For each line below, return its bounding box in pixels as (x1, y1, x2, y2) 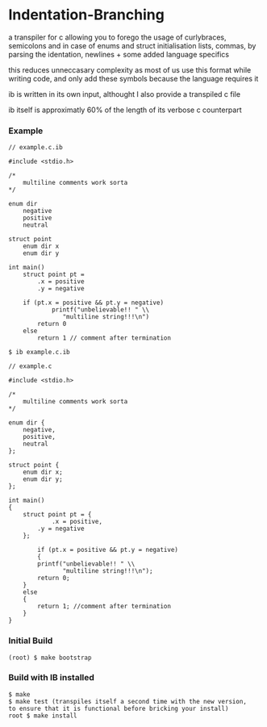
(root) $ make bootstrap (8, 654, 92, 662)
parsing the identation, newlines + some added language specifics (8, 49, 230, 59)
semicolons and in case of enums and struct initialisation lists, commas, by (8, 40, 257, 50)
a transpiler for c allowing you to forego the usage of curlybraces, (8, 32, 227, 42)
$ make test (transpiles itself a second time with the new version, (8, 697, 248, 705)
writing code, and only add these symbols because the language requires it (8, 73, 259, 83)
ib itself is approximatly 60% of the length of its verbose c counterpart (8, 105, 242, 115)
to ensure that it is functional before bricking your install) (8, 704, 229, 712)
